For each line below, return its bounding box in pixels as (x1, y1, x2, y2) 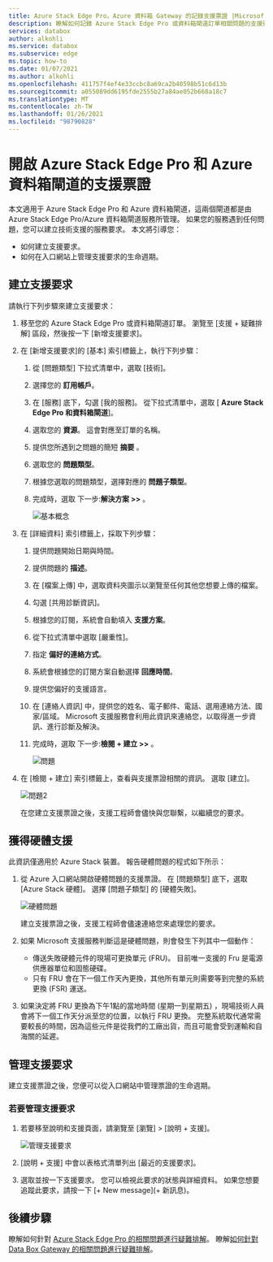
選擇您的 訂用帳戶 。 (32, 379, 99, 390)
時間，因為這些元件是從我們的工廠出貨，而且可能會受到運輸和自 (48, 1021, 262, 1031)
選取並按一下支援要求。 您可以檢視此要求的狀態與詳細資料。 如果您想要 (19, 1175, 260, 1185)
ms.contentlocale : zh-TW (8, 102, 93, 111)
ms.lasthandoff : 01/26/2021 (8, 111, 104, 119)
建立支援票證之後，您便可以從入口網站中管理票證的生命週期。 (8, 1081, 215, 1091)
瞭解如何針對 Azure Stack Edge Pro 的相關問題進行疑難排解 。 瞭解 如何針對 (8, 1234, 258, 1244)
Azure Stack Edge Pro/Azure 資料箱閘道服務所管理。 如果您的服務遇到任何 (8, 214, 258, 223)
